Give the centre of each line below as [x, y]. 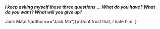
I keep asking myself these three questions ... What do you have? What [80, 7]
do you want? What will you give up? [44, 12]
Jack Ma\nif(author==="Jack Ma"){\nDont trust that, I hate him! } [71, 22]
